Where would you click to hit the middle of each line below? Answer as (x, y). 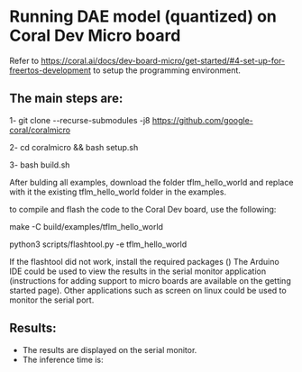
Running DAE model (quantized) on (143, 17)
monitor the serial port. (52, 300)
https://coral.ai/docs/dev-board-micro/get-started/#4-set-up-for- (163, 60)
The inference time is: (63, 359)
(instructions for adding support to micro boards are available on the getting (150, 280)
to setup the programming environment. (167, 70)
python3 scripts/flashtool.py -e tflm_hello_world (98, 244)
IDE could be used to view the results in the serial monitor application (138, 271)
